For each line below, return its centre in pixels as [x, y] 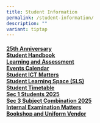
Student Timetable [30, 88]
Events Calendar [28, 68]
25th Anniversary [29, 48]
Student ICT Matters [33, 75]
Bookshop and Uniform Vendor [46, 113]
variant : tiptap [27, 29]
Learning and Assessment [40, 61]
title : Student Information [42, 12]
